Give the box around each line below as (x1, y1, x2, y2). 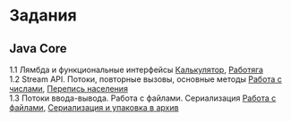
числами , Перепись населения (9, 84, 128, 94)
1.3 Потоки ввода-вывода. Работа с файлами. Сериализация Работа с (9, 93, 277, 103)
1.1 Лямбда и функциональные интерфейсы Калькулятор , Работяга (9, 64, 264, 75)
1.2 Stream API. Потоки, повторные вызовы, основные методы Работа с (9, 74, 282, 85)
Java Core (9, 41, 67, 56)
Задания (9, 5, 78, 26)
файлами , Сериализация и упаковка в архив (9, 102, 179, 112)
